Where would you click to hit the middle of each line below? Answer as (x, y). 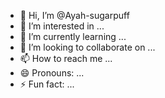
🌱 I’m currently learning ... (73, 36)
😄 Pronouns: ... (52, 73)
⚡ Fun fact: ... (47, 84)
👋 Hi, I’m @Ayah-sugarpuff (74, 15)
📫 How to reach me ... (66, 58)
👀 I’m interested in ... (62, 26)
